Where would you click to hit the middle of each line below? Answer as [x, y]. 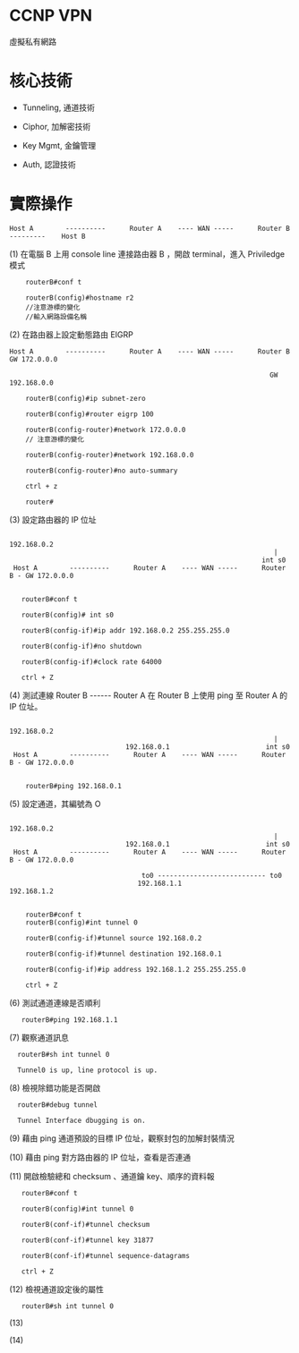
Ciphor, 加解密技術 [56, 126]
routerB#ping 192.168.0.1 [74, 786]
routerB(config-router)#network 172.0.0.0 [106, 430]
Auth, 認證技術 [49, 164]
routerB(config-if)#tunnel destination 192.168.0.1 [124, 954]
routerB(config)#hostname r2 [80, 298]
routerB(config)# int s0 [68, 615]
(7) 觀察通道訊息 [39, 1037]
